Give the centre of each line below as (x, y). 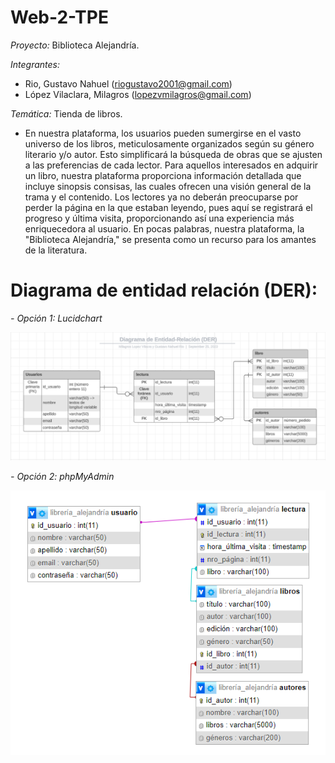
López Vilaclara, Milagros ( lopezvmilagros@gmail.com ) (138, 94)
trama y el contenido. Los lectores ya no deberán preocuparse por (161, 197)
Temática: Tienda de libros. (66, 113)
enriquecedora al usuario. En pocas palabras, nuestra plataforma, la (164, 228)
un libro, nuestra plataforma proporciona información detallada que (163, 175)
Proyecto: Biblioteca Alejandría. (75, 45)
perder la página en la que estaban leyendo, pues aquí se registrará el (168, 207)
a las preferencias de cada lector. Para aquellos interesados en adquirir (171, 165)
